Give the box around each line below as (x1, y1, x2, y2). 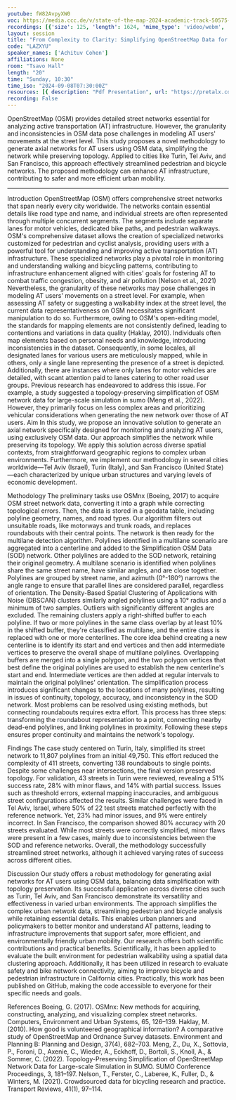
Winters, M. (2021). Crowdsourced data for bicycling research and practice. (7, 1078, 226, 1085)
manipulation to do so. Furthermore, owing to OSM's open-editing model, (7, 314, 219, 322)
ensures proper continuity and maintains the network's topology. (7, 731, 195, 738)
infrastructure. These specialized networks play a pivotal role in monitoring (7, 254, 224, 262)
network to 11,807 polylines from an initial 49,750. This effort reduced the (7, 752, 219, 759)
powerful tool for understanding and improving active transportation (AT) (7, 247, 218, 255)
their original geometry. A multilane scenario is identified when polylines (7, 559, 216, 567)
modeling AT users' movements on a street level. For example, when (7, 292, 205, 299)
